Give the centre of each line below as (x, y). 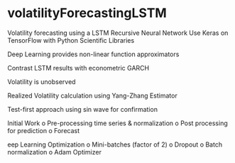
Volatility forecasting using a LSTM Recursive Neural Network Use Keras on (118, 33)
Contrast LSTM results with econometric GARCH (78, 68)
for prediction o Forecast (44, 130)
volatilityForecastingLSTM (87, 13)
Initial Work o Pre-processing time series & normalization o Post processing (118, 123)
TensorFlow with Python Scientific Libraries (71, 40)
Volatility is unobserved (42, 81)
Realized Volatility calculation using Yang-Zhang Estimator (92, 95)
